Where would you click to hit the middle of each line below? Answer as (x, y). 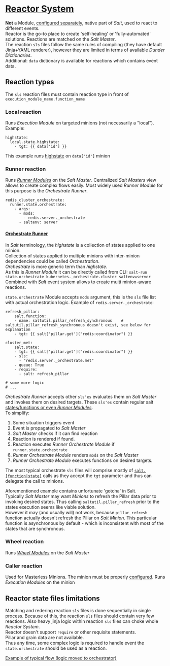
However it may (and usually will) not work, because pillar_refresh (76, 512)
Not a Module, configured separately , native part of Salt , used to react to (81, 23)
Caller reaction (24, 565)
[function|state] (24, 476)
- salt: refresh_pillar (44, 374)
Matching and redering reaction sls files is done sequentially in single (78, 610)
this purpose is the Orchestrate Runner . (46, 191)
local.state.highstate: (35, 142)
